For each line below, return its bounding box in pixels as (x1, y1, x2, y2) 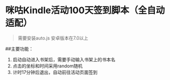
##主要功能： (5, 46, 34, 52)
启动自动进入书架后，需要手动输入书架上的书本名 (12, 56, 116, 62)
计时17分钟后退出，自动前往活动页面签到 (12, 69, 98, 75)
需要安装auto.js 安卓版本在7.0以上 (17, 35, 89, 41)
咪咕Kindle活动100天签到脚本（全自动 (5, 5, 165, 16)
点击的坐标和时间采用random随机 (12, 63, 83, 69)
